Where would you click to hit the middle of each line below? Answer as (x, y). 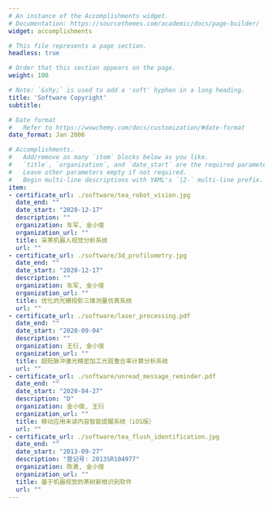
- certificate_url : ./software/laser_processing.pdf (100, 316)
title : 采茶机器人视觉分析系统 (62, 240)
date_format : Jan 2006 (47, 135)
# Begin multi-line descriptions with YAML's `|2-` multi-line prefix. (136, 179)
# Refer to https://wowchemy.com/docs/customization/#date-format (127, 128)
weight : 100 (28, 76)
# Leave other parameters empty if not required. (97, 172)
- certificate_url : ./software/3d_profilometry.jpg (97, 255)
